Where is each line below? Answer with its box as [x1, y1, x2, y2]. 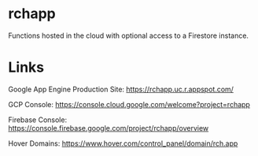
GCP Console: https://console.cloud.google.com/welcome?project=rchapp [8, 99, 250, 109]
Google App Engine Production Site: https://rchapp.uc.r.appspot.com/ [8, 84, 234, 94]
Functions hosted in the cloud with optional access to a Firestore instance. [8, 31, 249, 40]
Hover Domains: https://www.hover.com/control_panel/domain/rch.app [8, 139, 238, 148]
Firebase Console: [8, 115, 68, 124]
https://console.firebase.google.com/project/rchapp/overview [8, 123, 209, 132]
